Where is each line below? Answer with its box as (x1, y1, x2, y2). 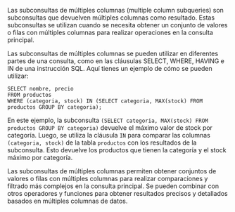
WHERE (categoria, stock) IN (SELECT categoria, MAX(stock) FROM (7, 98, 203, 105)
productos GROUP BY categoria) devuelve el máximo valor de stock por (7, 124, 213, 132)
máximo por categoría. (7, 154, 73, 161)
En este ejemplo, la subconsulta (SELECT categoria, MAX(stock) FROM (7, 116, 209, 124)
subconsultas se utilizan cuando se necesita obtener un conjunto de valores (7, 21, 228, 29)
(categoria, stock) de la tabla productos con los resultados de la (7, 138, 197, 147)
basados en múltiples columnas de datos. (7, 197, 128, 205)
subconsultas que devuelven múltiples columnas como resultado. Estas (7, 13, 215, 22)
